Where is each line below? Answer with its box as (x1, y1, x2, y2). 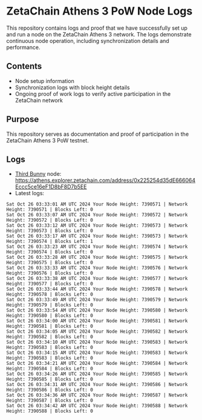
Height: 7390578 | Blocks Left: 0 (6, 292, 94, 298)
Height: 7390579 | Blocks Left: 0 (6, 302, 94, 308)
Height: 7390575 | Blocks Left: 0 (6, 259, 94, 266)
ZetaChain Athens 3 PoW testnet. (6, 136, 89, 144)
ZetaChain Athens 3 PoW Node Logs (6, 4, 193, 18)
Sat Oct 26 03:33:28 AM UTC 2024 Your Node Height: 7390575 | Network (6, 255, 188, 261)
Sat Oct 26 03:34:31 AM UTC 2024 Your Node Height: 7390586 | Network (6, 382, 188, 388)
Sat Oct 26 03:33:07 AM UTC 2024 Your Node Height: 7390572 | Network (6, 212, 188, 218)
